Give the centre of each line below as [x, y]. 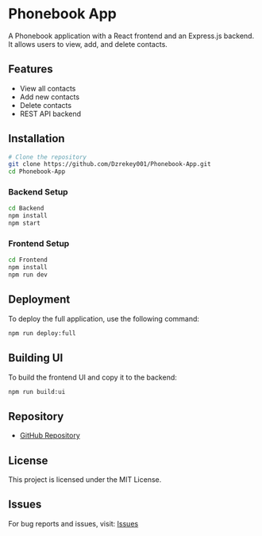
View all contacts [48, 88]
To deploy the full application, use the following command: [104, 318]
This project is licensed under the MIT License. [85, 480]
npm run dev [28, 275]
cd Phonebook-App [37, 172]
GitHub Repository [50, 436]
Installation [37, 139]
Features [31, 69]
